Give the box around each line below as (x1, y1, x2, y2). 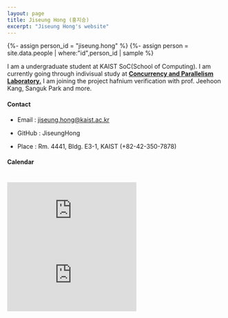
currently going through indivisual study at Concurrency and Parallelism (7, 70, 214, 78)
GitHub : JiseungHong (17, 129, 81, 137)
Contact (7, 100, 31, 108)
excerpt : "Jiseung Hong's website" (7, 23, 110, 30)
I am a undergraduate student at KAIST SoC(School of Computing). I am (7, 63, 211, 71)
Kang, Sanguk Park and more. (7, 84, 92, 93)
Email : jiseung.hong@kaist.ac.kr (17, 115, 110, 124)
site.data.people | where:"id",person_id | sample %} (7, 49, 154, 57)
